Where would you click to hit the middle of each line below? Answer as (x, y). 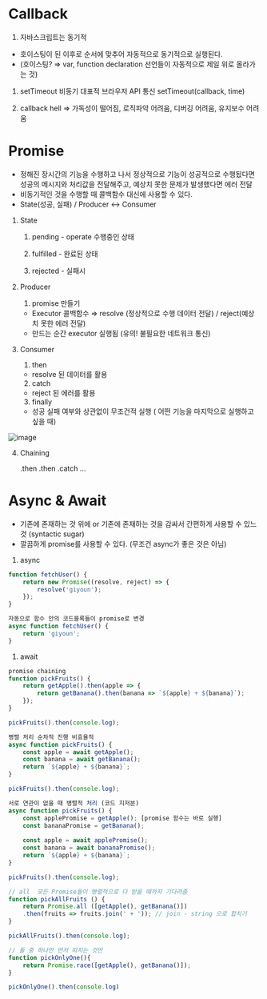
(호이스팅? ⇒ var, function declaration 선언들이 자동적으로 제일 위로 (127, 64)
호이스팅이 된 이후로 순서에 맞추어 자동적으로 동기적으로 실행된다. (121, 54)
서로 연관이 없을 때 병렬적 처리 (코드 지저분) (74, 803)
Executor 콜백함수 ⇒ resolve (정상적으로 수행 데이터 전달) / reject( (137, 313)
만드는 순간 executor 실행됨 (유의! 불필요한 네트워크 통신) (121, 333)
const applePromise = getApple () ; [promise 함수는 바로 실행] (122, 818)
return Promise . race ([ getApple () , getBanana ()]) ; (107, 965)
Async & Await (57, 501)
